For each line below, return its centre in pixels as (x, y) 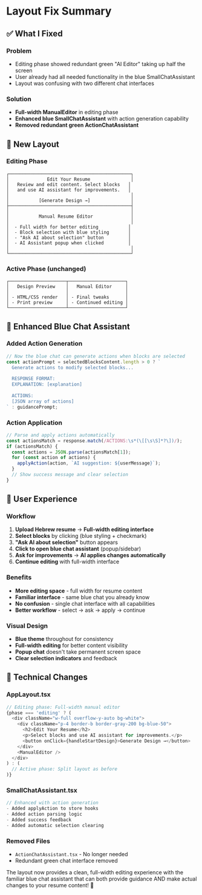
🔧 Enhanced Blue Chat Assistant (68, 327)
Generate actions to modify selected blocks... (73, 367)
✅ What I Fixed (34, 34)
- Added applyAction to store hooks (52, 809)
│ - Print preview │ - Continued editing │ (67, 303)
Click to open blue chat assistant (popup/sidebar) (78, 549)
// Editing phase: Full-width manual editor (63, 707)
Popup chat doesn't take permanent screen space (78, 652)
